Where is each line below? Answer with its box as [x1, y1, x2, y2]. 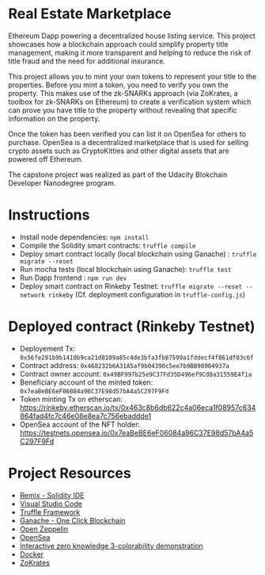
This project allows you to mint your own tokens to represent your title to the [8, 71, 257, 81]
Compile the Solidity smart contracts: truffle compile [19, 240, 196, 250]
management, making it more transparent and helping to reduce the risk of [8, 48, 252, 57]
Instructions [8, 206, 90, 224]
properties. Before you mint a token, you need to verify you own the [8, 80, 229, 90]
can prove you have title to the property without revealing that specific [8, 105, 237, 115]
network [19, 291, 45, 299]
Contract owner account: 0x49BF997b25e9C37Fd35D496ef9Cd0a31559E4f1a [19, 369, 252, 378]
